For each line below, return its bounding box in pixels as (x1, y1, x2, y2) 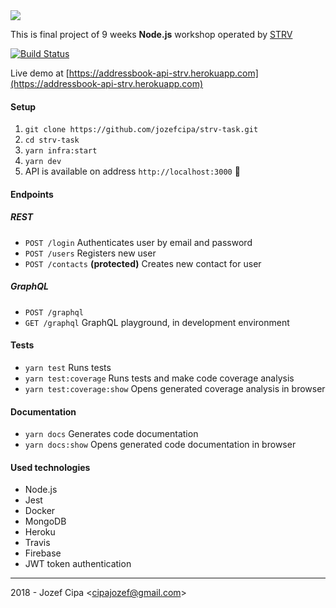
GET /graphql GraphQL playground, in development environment (24, 316, 290, 328)
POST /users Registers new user (24, 247, 157, 259)
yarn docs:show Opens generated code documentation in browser (24, 439, 297, 451)
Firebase (24, 547, 62, 559)
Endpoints (10, 188, 54, 200)
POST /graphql (24, 307, 84, 318)
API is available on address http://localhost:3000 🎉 (24, 165, 241, 178)
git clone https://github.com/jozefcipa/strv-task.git (24, 125, 259, 135)
